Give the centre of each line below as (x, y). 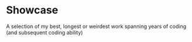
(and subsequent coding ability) (45, 32)
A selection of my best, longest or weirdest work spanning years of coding (96, 26)
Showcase (32, 10)
